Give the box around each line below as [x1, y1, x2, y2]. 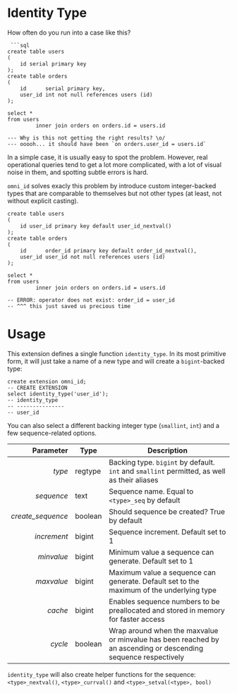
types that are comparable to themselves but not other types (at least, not [7, 189, 222, 197]
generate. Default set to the [109, 576, 200, 586]
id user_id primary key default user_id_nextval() [20, 222, 172, 230]
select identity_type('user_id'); [7, 390, 109, 398]
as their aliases [109, 474, 159, 484]
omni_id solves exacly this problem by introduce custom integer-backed [7, 181, 217, 190]
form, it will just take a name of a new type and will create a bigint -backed [7, 357, 225, 365]
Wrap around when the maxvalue [109, 625, 219, 635]
